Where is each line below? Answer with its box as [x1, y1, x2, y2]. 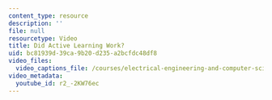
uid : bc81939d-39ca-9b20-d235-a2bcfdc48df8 [8, 49, 158, 57]
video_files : [8, 57, 53, 65]
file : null [8, 27, 45, 35]
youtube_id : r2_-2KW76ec [15, 79, 100, 87]
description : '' [8, 19, 63, 27]
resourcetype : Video [8, 34, 79, 43]
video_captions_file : [15, 65, 89, 73]
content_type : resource [8, 11, 89, 20]
